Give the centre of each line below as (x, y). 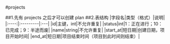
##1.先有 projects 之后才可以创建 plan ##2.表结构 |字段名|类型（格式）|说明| (85, 17)
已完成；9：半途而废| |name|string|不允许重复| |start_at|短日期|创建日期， (83, 30)
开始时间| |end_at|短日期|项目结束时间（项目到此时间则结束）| (75, 36)
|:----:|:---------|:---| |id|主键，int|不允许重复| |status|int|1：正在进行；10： (84, 24)
